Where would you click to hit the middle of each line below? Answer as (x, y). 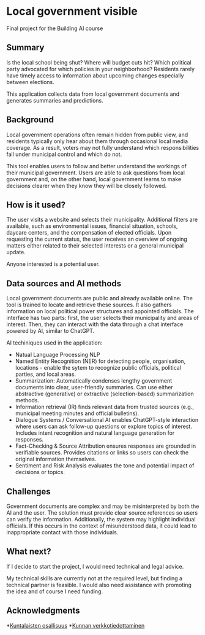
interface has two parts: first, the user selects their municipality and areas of (102, 318)
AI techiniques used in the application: (54, 343)
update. (16, 252)
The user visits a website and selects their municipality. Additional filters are (102, 220)
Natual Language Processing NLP (58, 355)
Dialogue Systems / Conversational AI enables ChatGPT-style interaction (107, 420)
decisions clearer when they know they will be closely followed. (87, 185)
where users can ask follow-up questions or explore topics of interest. (104, 427)
